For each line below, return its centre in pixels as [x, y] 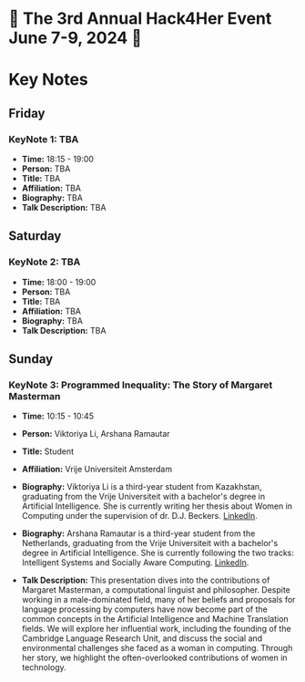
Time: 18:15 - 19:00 [58, 160]
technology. [44, 667]
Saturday [35, 236]
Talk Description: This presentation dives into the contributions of [146, 580]
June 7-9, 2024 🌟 [76, 38]
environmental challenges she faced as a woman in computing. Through [157, 648]
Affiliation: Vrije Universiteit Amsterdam [97, 470]
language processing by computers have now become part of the [144, 609]
